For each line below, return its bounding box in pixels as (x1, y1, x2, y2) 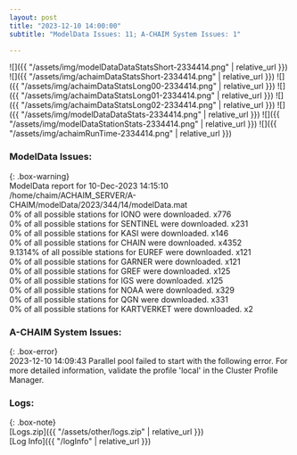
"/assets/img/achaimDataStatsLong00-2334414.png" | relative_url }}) (21, 81, 276, 92)
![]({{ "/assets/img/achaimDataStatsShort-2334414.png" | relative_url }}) (9, 71, 275, 82)
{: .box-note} (9, 417, 56, 428)
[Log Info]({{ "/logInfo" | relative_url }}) (9, 436, 152, 447)
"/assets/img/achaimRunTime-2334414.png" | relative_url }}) (9, 128, 232, 139)
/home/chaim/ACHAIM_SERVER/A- (9, 189, 136, 201)
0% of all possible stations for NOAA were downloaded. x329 (9, 285, 235, 295)
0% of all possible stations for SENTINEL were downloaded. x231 (9, 218, 249, 228)
